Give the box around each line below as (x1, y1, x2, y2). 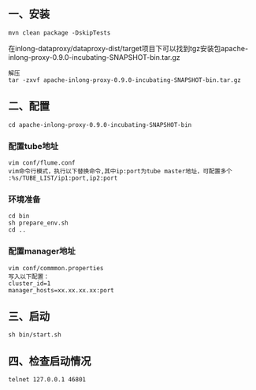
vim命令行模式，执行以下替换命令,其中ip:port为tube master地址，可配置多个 (8, 167, 232, 175)
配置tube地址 (8, 140, 59, 151)
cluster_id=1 (8, 279, 51, 288)
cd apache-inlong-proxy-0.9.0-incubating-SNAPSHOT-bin (8, 121, 192, 128)
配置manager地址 (8, 246, 76, 257)
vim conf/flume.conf (8, 158, 76, 167)
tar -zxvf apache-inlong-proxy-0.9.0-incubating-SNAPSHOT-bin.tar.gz (8, 76, 242, 84)
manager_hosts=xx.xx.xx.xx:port (8, 286, 114, 294)
